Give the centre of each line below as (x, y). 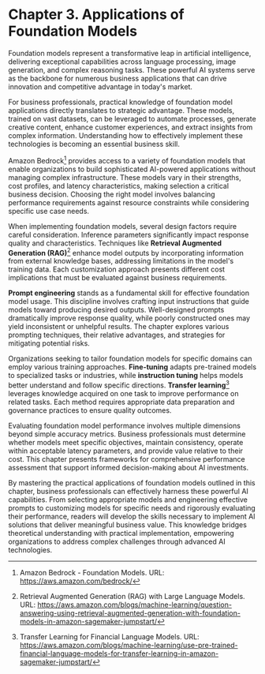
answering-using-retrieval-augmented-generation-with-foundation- (130, 612)
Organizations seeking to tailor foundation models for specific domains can (130, 359)
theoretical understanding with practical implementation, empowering (121, 533)
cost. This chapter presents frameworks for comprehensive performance (127, 459)
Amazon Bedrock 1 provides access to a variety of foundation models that (127, 159)
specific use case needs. (49, 211)
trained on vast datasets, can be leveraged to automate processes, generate (132, 118)
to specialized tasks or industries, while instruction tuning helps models (126, 376)
